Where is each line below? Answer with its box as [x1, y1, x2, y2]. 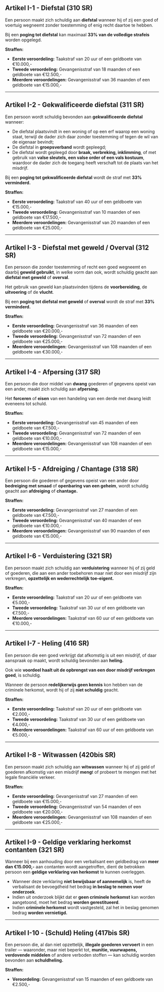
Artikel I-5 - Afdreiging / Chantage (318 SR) [5, 464, 139, 473]
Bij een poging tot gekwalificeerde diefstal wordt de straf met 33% [5, 174, 142, 180]
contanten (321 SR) [5, 845, 64, 854]
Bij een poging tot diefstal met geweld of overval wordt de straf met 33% [5, 299, 155, 305]
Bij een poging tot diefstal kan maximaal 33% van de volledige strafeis [5, 31, 150, 37]
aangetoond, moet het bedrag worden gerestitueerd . [12, 899, 120, 905]
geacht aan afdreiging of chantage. [5, 488, 78, 494]
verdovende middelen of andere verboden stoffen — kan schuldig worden [5, 952, 155, 958]
